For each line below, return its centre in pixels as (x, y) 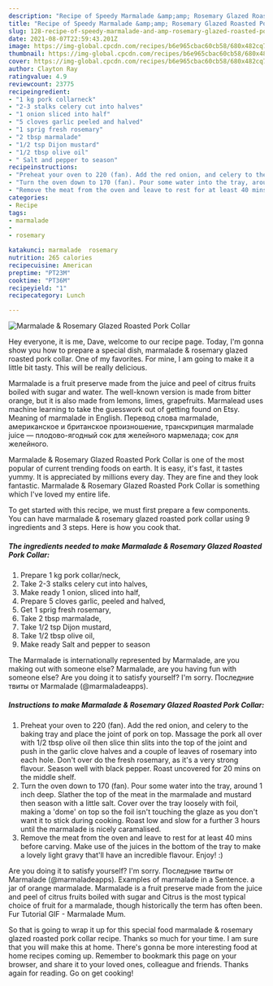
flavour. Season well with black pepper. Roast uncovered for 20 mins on (141, 769)
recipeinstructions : (43, 168)
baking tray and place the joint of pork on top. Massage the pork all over (141, 734)
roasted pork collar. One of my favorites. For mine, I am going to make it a (131, 359)
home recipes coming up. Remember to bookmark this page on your (123, 956)
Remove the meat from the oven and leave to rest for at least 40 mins (136, 838)
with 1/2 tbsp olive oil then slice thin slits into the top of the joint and (134, 743)
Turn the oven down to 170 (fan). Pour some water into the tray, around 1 (141, 786)
